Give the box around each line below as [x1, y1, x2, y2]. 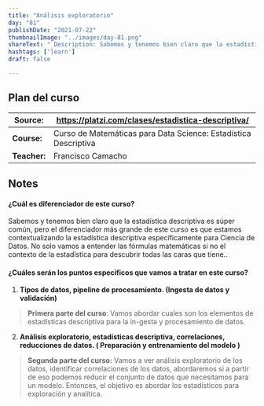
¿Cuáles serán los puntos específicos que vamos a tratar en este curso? [8, 268, 249, 277]
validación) [19, 294, 57, 303]
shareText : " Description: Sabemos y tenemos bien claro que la [8, 41, 223, 49]
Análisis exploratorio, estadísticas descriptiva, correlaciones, [19, 332, 225, 342]
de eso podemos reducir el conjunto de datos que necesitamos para [27, 372, 249, 382]
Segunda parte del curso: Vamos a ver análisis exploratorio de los [27, 356, 243, 365]
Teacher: [12, 150, 46, 161]
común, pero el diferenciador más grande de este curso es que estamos [8, 225, 242, 234]
